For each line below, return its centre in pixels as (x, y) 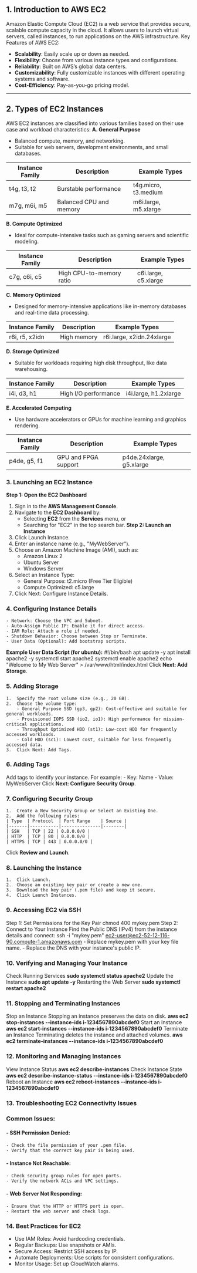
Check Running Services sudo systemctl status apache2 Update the (90, 976)
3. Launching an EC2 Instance (49, 482)
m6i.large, (147, 202)
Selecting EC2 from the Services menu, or (75, 518)
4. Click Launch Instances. (42, 895)
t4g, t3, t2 (23, 188)
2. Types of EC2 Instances (55, 109)
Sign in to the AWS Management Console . (66, 506)
